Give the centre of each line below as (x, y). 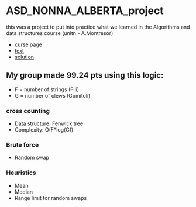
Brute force (23, 144)
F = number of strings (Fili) (47, 89)
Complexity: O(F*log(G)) (44, 130)
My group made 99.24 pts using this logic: (85, 75)
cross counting (28, 111)
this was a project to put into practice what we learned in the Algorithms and (98, 27)
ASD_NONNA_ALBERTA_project (85, 11)
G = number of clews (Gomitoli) (52, 95)
